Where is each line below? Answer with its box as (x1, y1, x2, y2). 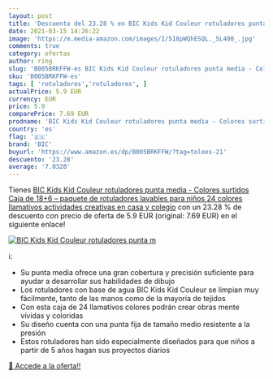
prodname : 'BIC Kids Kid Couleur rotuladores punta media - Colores (8, 118, 245, 126)
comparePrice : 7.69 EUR (8, 110, 89, 118)
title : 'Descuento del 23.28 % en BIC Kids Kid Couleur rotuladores (8, 19, 245, 28)
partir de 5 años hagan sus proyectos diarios (19, 346, 171, 355)
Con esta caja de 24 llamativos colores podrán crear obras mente (19, 302, 240, 312)
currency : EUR (8, 95, 57, 103)
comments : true (8, 42, 60, 50)
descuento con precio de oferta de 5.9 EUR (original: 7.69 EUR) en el (8, 211, 238, 221)
